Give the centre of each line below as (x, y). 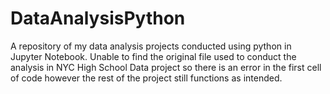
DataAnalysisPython (98, 18)
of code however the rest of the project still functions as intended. (146, 78)
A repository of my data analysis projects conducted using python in (151, 46)
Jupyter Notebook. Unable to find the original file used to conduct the (153, 56)
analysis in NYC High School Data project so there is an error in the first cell (166, 67)
